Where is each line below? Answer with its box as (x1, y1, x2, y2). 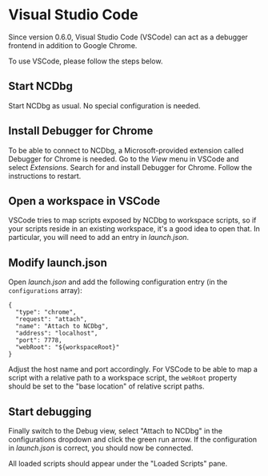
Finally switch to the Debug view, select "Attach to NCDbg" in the (8, 426, 222, 435)
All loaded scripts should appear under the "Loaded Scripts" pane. (8, 459, 228, 468)
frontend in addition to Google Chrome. (8, 40, 138, 50)
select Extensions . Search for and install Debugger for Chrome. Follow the (8, 162, 253, 172)
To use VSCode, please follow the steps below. (8, 56, 163, 66)
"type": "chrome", (15, 308, 78, 316)
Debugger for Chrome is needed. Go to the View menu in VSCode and (8, 154, 239, 164)
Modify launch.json (8, 255, 108, 270)
